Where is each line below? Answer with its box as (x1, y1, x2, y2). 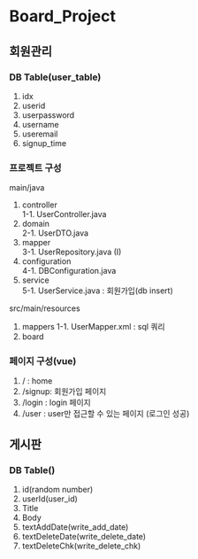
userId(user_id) (21, 493, 78, 504)
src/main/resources (9, 303, 81, 314)
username (21, 119, 59, 129)
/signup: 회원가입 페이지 (21, 386, 107, 397)
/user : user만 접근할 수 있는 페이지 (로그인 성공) (21, 408, 190, 419)
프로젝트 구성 (9, 161, 62, 174)
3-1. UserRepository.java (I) (21, 246, 122, 258)
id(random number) (21, 485, 94, 495)
